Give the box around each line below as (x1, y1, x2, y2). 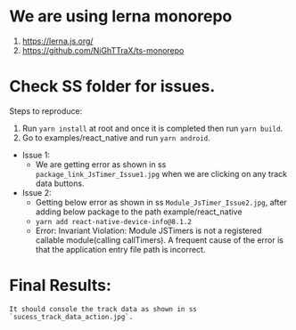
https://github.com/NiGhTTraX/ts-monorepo (21, 44, 185, 55)
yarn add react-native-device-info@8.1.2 (35, 217, 192, 226)
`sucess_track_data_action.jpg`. (9, 312, 134, 321)
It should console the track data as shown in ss (9, 304, 198, 313)
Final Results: (9, 276, 111, 295)
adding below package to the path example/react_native (35, 206, 243, 217)
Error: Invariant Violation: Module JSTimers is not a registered (35, 225, 262, 236)
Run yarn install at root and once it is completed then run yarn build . (21, 123, 284, 133)
